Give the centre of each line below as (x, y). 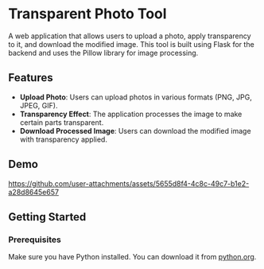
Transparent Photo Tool (87, 14)
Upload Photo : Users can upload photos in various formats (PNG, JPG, (136, 97)
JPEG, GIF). (39, 105)
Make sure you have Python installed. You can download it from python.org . (132, 257)
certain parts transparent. (62, 122)
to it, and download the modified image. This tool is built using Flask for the (131, 44)
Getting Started (47, 217)
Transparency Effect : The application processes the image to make (131, 114)
